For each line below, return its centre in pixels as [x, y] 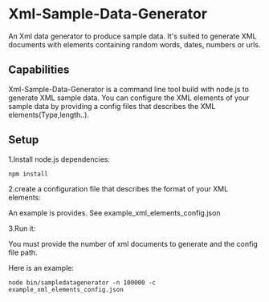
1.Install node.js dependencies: [59, 159]
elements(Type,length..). [49, 115]
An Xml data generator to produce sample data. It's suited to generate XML [132, 36]
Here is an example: [41, 268]
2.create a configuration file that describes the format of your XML [118, 188]
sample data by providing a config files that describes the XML [112, 106]
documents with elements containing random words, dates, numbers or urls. [134, 44]
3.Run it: [22, 228]
